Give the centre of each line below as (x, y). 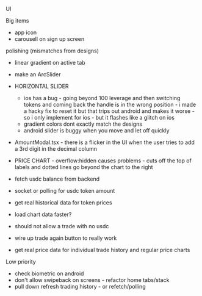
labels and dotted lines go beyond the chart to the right (84, 167)
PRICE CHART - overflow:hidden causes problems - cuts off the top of (103, 161)
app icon (26, 32)
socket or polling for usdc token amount (65, 191)
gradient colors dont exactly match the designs (83, 124)
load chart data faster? (43, 214)
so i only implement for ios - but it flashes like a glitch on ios (99, 117)
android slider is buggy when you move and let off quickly (96, 130)
